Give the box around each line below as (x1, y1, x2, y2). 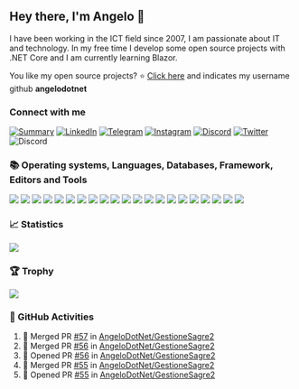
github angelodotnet (9, 83, 88, 94)
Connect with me (9, 106, 86, 118)
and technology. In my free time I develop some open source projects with (9, 42, 286, 53)
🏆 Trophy (9, 264, 54, 277)
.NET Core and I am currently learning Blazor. (9, 51, 178, 63)
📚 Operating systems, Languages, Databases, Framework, (9, 159, 274, 171)
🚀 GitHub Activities (9, 310, 95, 323)
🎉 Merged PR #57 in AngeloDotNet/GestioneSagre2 (22, 331, 215, 342)
